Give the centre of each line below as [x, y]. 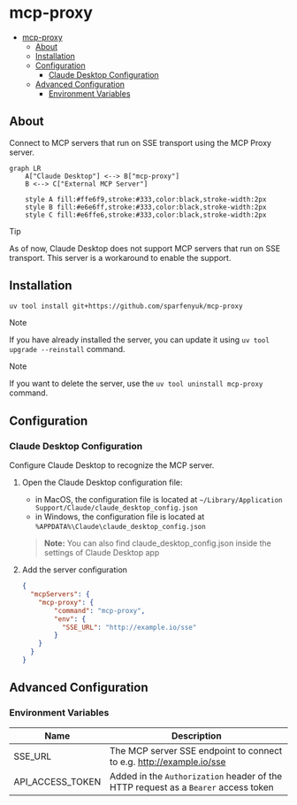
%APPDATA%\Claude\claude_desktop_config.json [120, 527]
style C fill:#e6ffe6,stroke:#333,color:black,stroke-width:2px [146, 215]
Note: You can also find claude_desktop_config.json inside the [157, 543]
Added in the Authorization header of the [196, 776]
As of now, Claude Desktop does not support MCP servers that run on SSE [145, 248]
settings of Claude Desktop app [102, 553]
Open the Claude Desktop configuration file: [102, 483]
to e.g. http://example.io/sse [168, 762]
